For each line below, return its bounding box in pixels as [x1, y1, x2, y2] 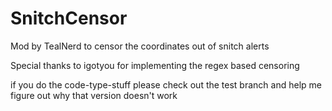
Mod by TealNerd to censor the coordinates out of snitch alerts [10, 40, 270, 52]
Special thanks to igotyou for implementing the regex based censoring [10, 59, 300, 71]
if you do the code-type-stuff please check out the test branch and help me [10, 78, 322, 91]
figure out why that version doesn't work [10, 89, 178, 101]
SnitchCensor [10, 7, 128, 30]
